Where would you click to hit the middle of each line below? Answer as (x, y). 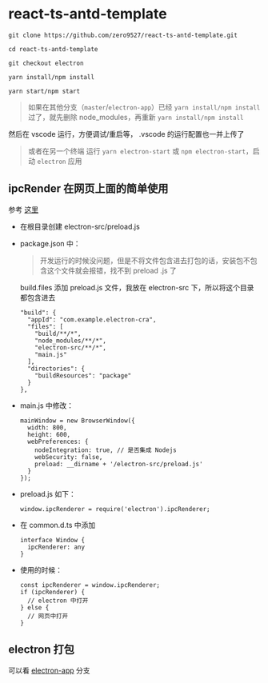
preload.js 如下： (48, 493)
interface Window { (52, 540)
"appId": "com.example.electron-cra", (92, 320)
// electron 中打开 (58, 601)
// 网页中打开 (48, 616)
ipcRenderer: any (56, 547)
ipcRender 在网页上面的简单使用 (88, 189)
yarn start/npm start (44, 91)
